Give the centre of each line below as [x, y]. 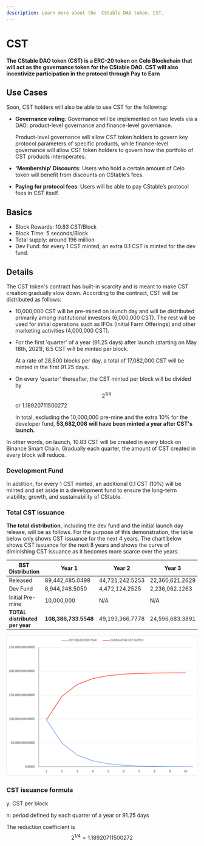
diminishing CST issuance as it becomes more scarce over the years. [93, 552]
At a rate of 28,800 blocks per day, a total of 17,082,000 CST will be [100, 361]
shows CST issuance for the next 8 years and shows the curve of [88, 545]
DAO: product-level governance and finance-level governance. [93, 125]
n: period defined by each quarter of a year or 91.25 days [78, 815]
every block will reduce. [36, 455]
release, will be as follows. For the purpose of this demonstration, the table [100, 532]
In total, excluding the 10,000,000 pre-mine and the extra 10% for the [101, 417]
